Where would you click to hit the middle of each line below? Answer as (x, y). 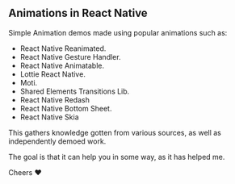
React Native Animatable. (62, 65)
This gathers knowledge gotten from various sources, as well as (115, 132)
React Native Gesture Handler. (70, 56)
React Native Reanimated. (63, 48)
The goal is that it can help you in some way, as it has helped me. (117, 157)
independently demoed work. (57, 141)
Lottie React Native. (53, 74)
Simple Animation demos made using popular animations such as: (118, 32)
